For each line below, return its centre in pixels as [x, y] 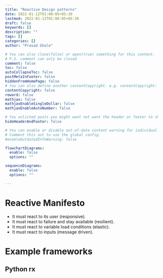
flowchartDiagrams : [25, 148]
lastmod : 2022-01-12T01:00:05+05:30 [42, 18]
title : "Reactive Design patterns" [41, 9]
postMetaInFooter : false [30, 77]
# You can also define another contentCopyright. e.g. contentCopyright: [81, 86]
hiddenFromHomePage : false [32, 81]
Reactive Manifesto [45, 203]
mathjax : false [20, 99]
